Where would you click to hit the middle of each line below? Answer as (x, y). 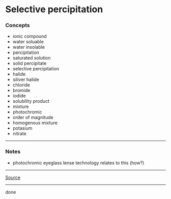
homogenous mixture (35, 123)
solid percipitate (30, 63)
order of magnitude (33, 118)
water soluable (28, 42)
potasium (22, 128)
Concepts (18, 25)
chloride (21, 85)
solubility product (31, 101)
